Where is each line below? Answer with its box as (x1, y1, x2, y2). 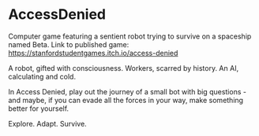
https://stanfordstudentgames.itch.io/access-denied (8, 48, 178, 57)
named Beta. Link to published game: (8, 39, 129, 49)
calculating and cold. (8, 72, 77, 81)
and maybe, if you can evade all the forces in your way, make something (8, 95, 243, 105)
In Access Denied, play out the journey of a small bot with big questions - (8, 86, 247, 96)
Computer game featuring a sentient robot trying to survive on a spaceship (8, 31, 252, 41)
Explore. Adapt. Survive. (8, 119, 87, 128)
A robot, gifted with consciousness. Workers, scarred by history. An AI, (8, 63, 239, 72)
